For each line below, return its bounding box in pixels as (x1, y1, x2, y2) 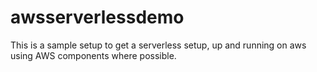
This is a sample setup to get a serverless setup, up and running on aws (10, 39, 307, 51)
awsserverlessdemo (10, 6, 185, 29)
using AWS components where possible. (10, 49, 177, 61)
